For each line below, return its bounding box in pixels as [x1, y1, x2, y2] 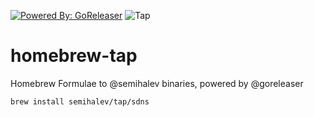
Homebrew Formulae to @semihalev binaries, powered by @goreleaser [10, 77, 304, 89]
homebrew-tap [10, 45, 138, 67]
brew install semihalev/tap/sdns [10, 96, 150, 107]
